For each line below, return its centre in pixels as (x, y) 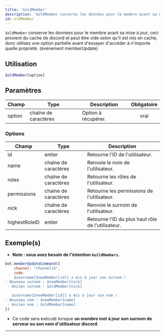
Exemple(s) (23, 243)
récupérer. (94, 119)
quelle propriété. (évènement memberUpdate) (52, 48)
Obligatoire (144, 104)
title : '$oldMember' (26, 10)
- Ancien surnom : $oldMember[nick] (45, 287)
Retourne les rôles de (112, 177)
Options (15, 133)
